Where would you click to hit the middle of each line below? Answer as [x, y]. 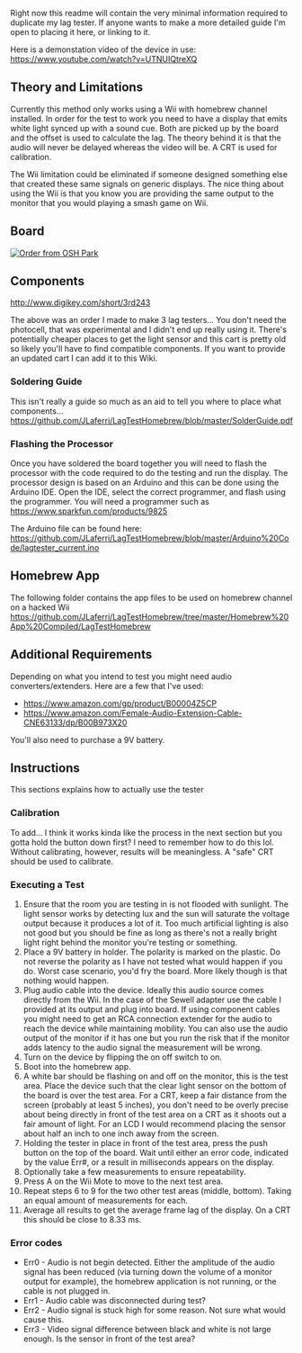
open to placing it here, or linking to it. [80, 32]
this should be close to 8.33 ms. [82, 1220]
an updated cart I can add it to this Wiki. [84, 358]
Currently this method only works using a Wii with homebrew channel [139, 109]
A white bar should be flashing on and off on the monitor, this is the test [155, 1076]
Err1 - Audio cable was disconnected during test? [114, 1301]
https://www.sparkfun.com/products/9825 [89, 511]
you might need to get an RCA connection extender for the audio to [147, 1019]
